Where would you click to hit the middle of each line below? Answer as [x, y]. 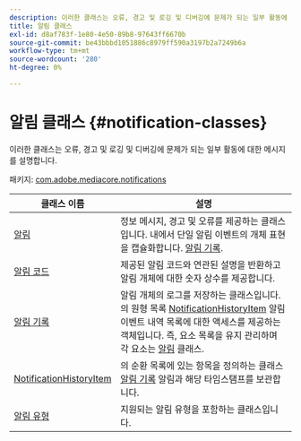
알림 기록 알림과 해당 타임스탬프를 [187, 379]
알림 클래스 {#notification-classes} [138, 123]
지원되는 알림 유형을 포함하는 [178, 409]
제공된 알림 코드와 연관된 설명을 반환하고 [201, 264]
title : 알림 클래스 [41, 26]
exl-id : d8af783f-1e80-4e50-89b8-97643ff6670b [98, 34]
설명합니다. [38, 160]
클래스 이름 [63, 203]
